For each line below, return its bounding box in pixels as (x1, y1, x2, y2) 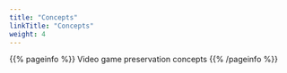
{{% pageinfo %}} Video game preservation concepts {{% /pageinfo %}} (9, 54, 278, 65)
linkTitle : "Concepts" (9, 21, 94, 30)
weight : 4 (9, 29, 47, 38)
